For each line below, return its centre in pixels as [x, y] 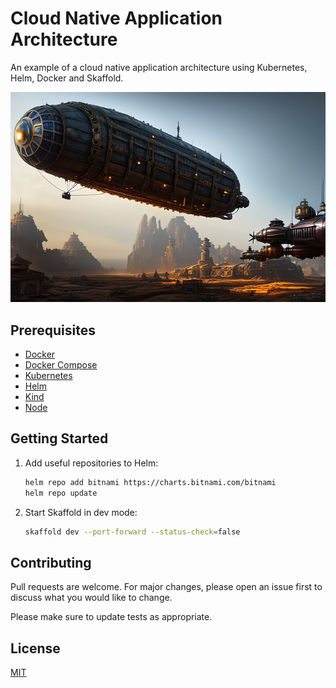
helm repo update [61, 493]
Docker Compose [61, 365]
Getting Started [59, 438]
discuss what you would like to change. [91, 598]
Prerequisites [53, 330]
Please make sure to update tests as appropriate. [111, 617]
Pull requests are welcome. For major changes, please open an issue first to [166, 587]
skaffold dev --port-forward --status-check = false [132, 532]
